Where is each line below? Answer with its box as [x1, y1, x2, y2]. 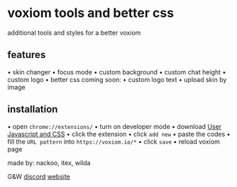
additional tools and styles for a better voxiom [7, 28, 141, 37]
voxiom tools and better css [7, 5, 175, 21]
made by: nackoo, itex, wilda [7, 158, 91, 167]
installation [7, 103, 58, 115]
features [7, 49, 46, 61]
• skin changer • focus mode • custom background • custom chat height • [7, 67, 226, 76]
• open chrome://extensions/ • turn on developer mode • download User [7, 122, 222, 130]
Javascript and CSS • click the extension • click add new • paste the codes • [7, 130, 231, 138]
